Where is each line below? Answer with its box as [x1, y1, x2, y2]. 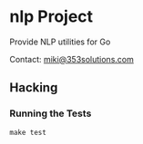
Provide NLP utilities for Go [9, 36, 111, 47]
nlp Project [9, 6, 94, 27]
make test [9, 128, 47, 137]
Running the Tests [9, 107, 92, 120]
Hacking [9, 80, 58, 96]
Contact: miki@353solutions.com [9, 53, 134, 64]
